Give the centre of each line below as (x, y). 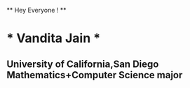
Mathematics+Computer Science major (95, 75)
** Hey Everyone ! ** (37, 10)
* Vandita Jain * (54, 38)
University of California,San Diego (83, 64)
